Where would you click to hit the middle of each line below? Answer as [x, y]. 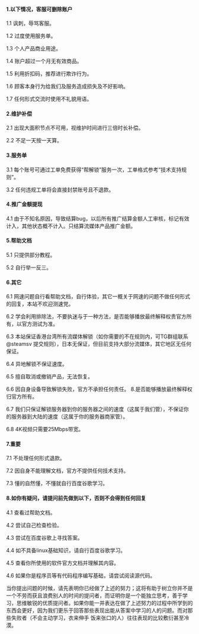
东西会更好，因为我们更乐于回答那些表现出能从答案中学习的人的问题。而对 [97, 610]
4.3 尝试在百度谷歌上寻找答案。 [44, 537]
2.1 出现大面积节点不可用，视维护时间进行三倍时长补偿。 [75, 128]
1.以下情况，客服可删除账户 [39, 9]
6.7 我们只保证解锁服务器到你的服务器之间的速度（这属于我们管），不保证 [95, 409]
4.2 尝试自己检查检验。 [34, 525]
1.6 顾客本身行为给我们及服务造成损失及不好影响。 [67, 87]
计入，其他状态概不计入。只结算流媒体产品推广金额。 [71, 226]
